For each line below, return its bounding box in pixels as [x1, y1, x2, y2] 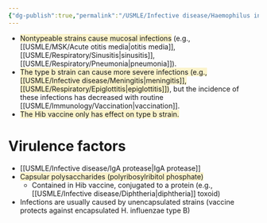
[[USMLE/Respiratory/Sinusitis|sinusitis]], [19, 50, 155, 60]
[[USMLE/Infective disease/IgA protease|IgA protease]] [19, 163, 201, 173]
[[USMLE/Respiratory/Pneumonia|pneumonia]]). [19, 59, 177, 68]
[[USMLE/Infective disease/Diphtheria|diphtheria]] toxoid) [31, 188, 221, 198]
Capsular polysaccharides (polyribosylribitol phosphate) [19, 171, 204, 181]
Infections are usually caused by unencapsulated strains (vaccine [19, 197, 234, 206]
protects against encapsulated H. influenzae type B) [19, 206, 191, 215]
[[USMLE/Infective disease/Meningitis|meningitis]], [19, 75, 187, 85]
